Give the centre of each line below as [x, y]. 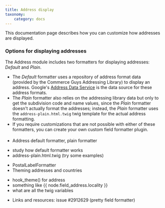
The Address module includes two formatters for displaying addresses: [77, 62]
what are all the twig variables [43, 191]
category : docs [30, 19]
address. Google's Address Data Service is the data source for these [82, 87]
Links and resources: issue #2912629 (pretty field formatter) [74, 200]
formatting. [24, 119]
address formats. [30, 93]
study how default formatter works [47, 150]
